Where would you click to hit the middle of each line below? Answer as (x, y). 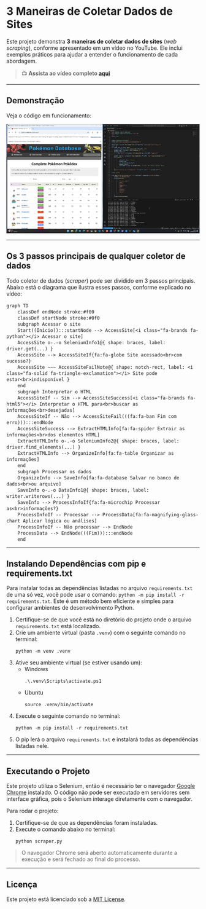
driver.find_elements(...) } (44, 447)
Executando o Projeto (48, 771)
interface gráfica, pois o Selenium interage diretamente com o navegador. (100, 799)
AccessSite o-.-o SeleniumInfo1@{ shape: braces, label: (92, 342)
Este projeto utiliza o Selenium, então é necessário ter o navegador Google (101, 786)
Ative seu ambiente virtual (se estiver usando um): (78, 663)
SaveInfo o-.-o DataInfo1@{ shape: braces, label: (83, 490)
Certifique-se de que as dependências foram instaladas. (86, 823)
